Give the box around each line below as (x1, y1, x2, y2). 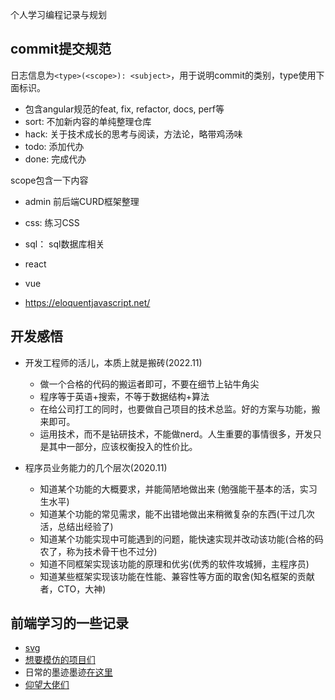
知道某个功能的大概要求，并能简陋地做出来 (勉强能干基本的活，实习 (39, 483, 318, 495)
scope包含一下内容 (10, 174, 89, 186)
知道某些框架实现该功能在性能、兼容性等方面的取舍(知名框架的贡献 (39, 570, 315, 582)
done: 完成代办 (24, 153, 87, 165)
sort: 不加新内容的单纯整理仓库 (24, 115, 152, 127)
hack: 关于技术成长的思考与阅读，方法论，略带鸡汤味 (24, 128, 243, 140)
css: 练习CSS (24, 216, 80, 228)
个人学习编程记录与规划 (10, 9, 107, 20)
